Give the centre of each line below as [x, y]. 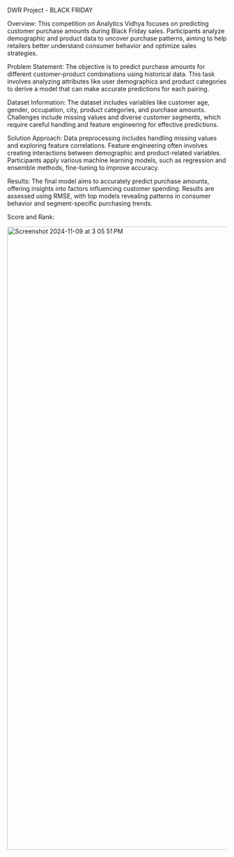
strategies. [23, 53]
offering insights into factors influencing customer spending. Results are [111, 188]
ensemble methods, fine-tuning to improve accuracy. [83, 168]
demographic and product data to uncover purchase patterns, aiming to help [117, 38]
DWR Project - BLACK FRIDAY [50, 10]
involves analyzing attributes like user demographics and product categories [117, 82]
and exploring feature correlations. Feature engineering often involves [107, 145]
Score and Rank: [31, 217]
